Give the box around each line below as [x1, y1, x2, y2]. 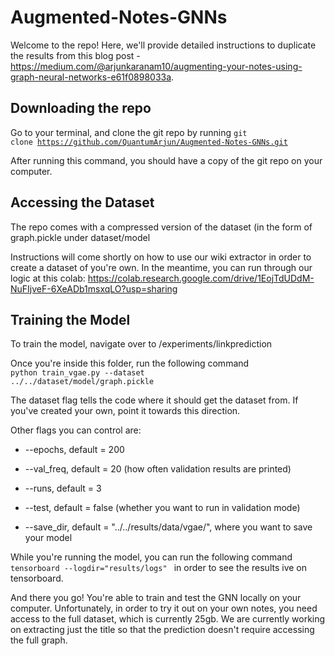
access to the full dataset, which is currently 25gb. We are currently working [10, 613, 326, 625]
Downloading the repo [10, 100, 152, 117]
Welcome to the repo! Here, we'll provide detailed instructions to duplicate [10, 39, 317, 51]
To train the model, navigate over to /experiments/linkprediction [10, 338, 273, 350]
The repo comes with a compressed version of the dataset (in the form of [10, 221, 313, 233]
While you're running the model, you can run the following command [10, 551, 293, 563]
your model [24, 532, 73, 544]
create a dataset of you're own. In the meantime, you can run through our [10, 261, 313, 273]
